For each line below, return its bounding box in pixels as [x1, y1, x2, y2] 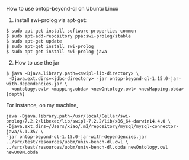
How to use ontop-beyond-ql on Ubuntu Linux [6, 5, 119, 12]
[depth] [6, 91, 25, 97]
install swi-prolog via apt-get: [14, 17, 87, 23]
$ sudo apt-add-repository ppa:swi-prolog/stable [6, 33, 132, 39]
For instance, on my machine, [6, 102, 79, 108]
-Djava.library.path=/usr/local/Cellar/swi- [19, 113, 132, 119]
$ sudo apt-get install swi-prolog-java [6, 49, 108, 55]
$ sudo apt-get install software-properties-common [6, 28, 136, 34]
